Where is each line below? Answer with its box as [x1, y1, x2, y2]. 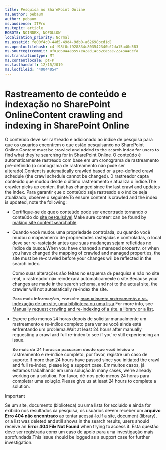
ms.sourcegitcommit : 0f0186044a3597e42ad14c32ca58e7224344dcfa [5, 49, 139, 53]
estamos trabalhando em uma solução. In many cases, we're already [12, 367, 152, 373]
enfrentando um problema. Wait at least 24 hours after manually [12, 326, 142, 332]
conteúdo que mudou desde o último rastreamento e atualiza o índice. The [5, 178, 156, 184]
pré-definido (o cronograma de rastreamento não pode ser [5, 162, 125, 168]
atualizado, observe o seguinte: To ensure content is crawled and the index [5, 194, 158, 200]
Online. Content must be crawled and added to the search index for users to [5, 147, 159, 152]
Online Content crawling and [5, 109, 123, 121]
